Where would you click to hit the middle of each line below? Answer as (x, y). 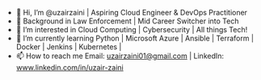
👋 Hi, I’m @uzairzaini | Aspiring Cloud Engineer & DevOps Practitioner (132, 13)
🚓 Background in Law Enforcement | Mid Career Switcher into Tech (127, 21)
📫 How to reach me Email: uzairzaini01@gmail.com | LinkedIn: (120, 56)
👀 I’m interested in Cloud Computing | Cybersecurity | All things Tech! (132, 29)
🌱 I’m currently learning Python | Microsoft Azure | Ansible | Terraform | (135, 38)
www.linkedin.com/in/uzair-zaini (69, 67)
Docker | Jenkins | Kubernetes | (69, 47)
